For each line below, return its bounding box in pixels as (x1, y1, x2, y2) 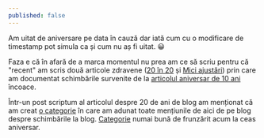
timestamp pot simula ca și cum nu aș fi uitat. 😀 (8, 41, 165, 51)
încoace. (8, 82, 37, 91)
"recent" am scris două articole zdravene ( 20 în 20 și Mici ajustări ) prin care (8, 65, 256, 75)
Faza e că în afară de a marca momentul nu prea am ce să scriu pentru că (8, 57, 249, 66)
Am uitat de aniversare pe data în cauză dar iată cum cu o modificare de (8, 33, 244, 43)
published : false (8, 11, 66, 20)
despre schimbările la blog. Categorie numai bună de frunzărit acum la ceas (8, 114, 256, 123)
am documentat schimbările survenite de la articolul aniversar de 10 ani (8, 73, 241, 83)
